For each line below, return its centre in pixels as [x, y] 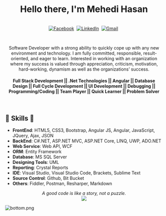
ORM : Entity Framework [37, 151]
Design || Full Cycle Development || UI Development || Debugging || [84, 86]
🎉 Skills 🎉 [20, 118]
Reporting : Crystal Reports [40, 167]
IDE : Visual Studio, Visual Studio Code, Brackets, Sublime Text [76, 173]
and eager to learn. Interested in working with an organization [94, 58]
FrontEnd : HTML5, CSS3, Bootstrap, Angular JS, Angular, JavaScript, [83, 130]
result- [150, 53]
